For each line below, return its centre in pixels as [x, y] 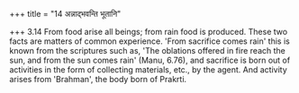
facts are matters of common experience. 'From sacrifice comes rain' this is [149, 41]
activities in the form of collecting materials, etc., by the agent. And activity [149, 70]
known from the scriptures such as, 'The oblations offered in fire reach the [147, 51]
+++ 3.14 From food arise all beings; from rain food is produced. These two [149, 32]
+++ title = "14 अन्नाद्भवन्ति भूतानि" [65, 14]
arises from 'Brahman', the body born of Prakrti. [98, 79]
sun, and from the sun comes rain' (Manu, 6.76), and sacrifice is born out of [150, 60]
